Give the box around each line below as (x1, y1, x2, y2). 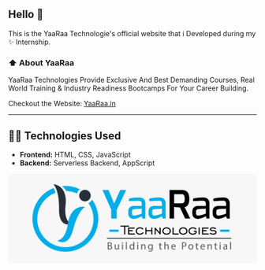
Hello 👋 (8, 8, 44, 21)
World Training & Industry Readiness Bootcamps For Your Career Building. (8, 83, 249, 93)
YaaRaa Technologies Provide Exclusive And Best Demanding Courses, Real (8, 76, 255, 85)
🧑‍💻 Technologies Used (8, 129, 121, 142)
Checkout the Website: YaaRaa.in (8, 99, 116, 109)
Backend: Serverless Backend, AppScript (19, 158, 155, 168)
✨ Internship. (8, 37, 51, 46)
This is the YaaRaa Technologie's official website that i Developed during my (8, 28, 256, 38)
